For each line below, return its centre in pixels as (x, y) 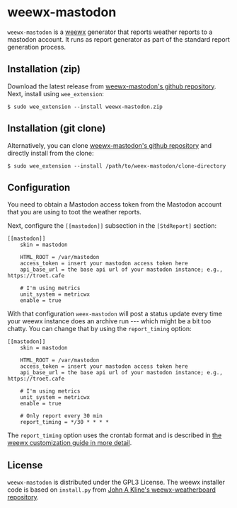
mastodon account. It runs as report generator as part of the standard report (118, 39)
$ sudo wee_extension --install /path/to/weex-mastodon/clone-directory (117, 166)
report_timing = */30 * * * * (65, 422)
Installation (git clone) (57, 128)
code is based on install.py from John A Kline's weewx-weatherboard (111, 490)
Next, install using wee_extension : (56, 93)
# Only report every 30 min (61, 416)
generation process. (36, 47)
